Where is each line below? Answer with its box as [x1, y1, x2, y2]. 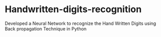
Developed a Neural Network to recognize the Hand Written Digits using [5, 20, 156, 26]
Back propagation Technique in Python [5, 25, 87, 31]
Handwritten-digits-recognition [5, 4, 142, 15]
